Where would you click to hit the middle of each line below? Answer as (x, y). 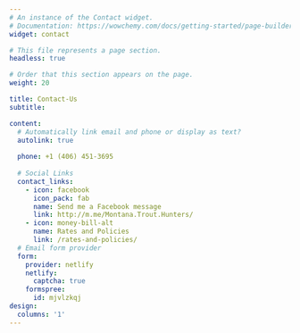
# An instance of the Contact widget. (81, 17)
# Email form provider (59, 248)
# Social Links (46, 173)
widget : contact (39, 34)
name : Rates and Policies (81, 232)
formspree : (46, 290)
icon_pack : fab (61, 198)
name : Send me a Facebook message (97, 206)
